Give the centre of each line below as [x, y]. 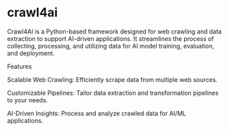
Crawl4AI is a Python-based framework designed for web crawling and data [114, 31]
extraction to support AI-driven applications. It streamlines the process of [111, 38]
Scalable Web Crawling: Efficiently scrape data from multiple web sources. [112, 79]
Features [20, 66]
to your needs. [27, 100]
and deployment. [31, 53]
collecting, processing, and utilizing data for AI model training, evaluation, [111, 46]
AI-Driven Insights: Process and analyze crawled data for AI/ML [97, 113]
